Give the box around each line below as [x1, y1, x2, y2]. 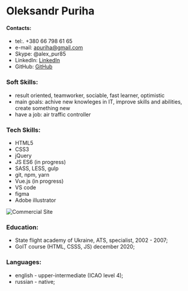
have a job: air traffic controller [14, 111, 91, 118]
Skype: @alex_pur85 [14, 50, 66, 57]
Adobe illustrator [14, 196, 56, 204]
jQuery [14, 151, 32, 159]
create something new [14, 104, 71, 111]
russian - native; [14, 278, 56, 285]
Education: [6, 223, 39, 231]
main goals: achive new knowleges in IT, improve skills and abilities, [14, 98, 183, 105]
